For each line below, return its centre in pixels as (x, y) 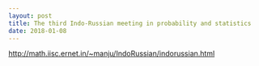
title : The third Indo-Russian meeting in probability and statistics (130, 23)
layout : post (30, 16)
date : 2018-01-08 (38, 31)
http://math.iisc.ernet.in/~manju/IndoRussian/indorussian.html (112, 54)
